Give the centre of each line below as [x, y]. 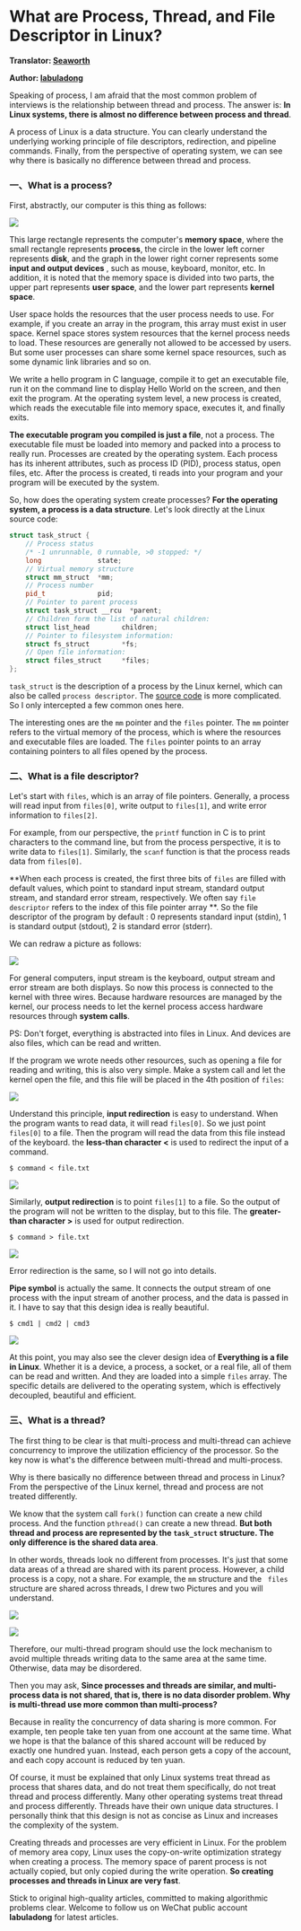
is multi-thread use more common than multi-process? [113, 1704]
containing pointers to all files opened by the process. [108, 751]
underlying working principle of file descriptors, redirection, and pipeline [143, 141]
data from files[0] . [46, 861]
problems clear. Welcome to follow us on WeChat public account [129, 1907]
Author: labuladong [46, 77]
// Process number [60, 585]
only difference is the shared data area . [84, 1542]
